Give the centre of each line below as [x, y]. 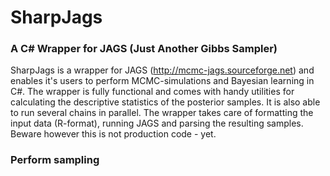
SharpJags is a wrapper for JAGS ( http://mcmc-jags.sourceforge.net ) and [162, 70]
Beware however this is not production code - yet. [113, 134]
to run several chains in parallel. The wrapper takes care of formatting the [162, 113]
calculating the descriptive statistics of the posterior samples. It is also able [165, 102]
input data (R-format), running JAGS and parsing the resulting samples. [157, 123]
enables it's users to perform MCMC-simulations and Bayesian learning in [162, 81]
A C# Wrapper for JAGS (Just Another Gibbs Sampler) [144, 49]
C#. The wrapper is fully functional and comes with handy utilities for [152, 92]
